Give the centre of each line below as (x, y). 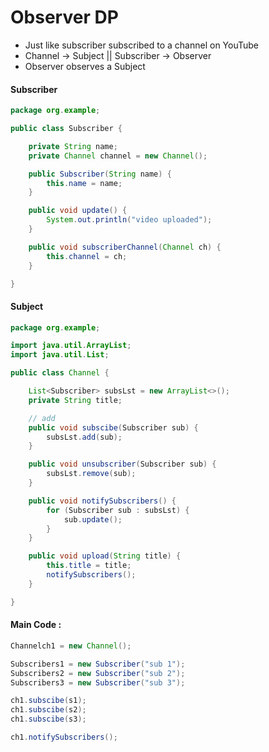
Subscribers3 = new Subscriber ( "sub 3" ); (98, 682)
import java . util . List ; (60, 355)
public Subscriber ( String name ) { (100, 174)
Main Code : (36, 625)
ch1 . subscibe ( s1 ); (48, 701)
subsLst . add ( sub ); (84, 437)
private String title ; (75, 400)
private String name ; (73, 146)
